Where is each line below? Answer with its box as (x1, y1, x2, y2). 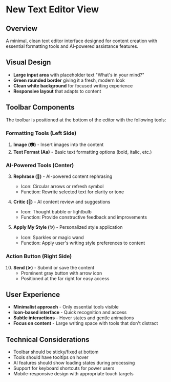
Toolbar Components (6, 103, 75, 112)
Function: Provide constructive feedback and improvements (20, 214, 147, 221)
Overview (6, 24, 38, 33)
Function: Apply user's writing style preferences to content (20, 240, 145, 246)
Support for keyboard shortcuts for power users (13, 365, 115, 371)
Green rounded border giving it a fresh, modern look (13, 77, 125, 83)
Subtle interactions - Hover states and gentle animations (13, 315, 134, 321)
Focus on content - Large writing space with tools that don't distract (13, 320, 158, 326)
